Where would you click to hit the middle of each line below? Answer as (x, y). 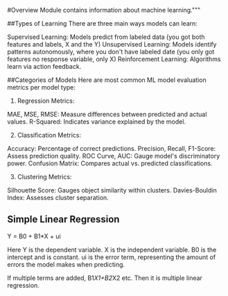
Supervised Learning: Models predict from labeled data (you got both (106, 37)
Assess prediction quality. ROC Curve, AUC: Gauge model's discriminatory (114, 156)
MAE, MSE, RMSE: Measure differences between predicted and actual (107, 114)
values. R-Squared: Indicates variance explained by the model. (96, 122)
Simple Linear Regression (63, 219)
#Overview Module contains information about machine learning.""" (104, 10)
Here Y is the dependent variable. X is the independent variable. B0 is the (112, 249)
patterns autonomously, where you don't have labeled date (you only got (111, 52)
